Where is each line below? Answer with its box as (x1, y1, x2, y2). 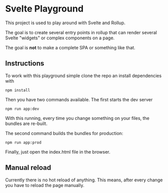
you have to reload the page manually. (5, 182, 85, 188)
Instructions (5, 59, 44, 68)
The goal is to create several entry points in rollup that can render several (5, 29, 157, 35)
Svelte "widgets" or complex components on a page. (5, 35, 115, 41)
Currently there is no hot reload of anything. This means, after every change (5, 177, 163, 183)
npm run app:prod (5, 140, 42, 145)
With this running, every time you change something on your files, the (5, 115, 150, 121)
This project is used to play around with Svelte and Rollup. (5, 20, 126, 26)
